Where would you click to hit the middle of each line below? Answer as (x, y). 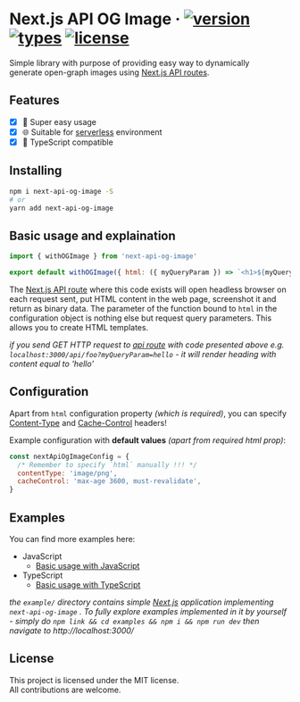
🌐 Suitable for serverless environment (92, 132)
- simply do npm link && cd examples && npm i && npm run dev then (134, 621)
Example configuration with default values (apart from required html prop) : (148, 440)
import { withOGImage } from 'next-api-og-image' (104, 256)
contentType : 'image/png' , (67, 473)
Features (34, 100)
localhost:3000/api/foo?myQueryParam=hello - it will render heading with (143, 354)
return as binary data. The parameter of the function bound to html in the (143, 308)
